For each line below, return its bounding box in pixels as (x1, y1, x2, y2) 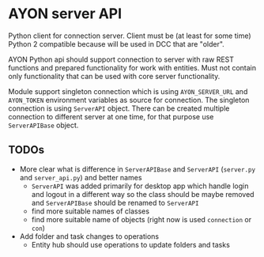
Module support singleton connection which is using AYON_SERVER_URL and (8, 86, 248, 96)
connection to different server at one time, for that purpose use (8, 111, 214, 121)
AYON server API (8, 5, 123, 23)
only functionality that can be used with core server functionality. (8, 71, 221, 81)
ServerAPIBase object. (8, 120, 79, 130)
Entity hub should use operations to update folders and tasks (31, 240, 231, 249)
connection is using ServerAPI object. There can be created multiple (8, 104, 230, 113)
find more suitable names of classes (31, 206, 150, 216)
